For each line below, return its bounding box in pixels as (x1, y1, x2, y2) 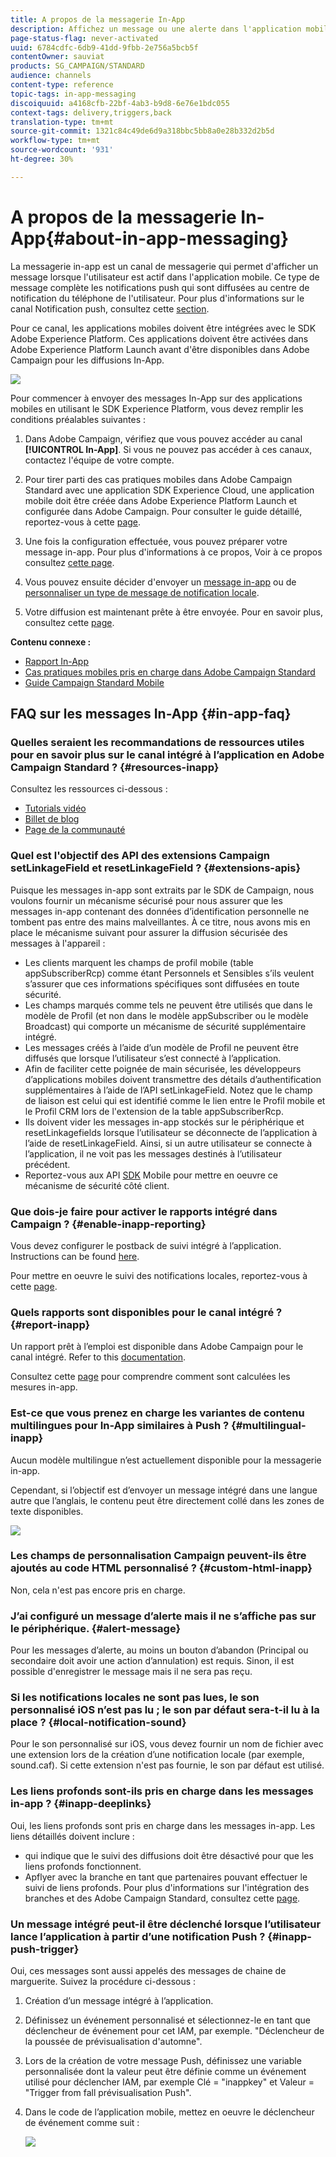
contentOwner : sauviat (10, 52, 105, 62)
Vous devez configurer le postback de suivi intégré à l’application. (10, 1239, 282, 1251)
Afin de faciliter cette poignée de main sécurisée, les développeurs (24, 1062, 302, 1075)
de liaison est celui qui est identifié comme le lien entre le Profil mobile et (24, 1094, 326, 1106)
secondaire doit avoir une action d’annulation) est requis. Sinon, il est (10, 1655, 295, 1667)
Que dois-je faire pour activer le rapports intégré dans (10, 1204, 278, 1218)
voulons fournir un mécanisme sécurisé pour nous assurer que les (10, 894, 283, 906)
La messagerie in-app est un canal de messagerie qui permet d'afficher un (10, 260, 319, 272)
